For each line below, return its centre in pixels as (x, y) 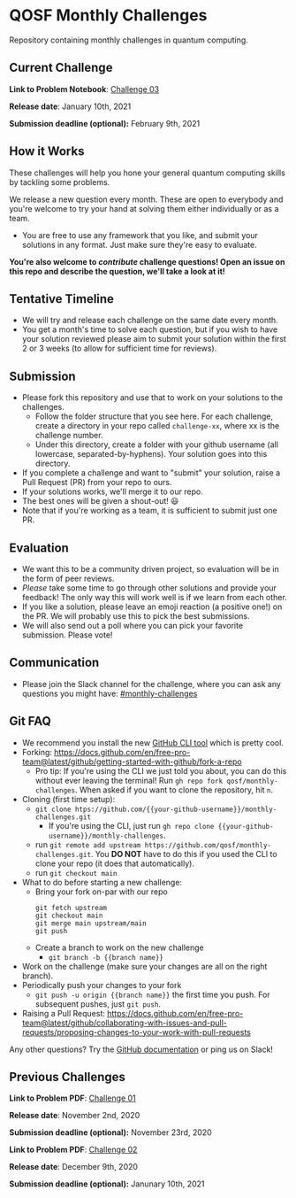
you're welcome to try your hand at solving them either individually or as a (144, 208)
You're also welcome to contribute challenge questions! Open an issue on (147, 261)
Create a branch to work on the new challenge (120, 947)
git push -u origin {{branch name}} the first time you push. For (153, 994)
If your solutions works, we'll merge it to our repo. (112, 491)
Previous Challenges (68, 1077)
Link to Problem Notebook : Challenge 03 (84, 89)
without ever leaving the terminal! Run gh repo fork (129, 780)
